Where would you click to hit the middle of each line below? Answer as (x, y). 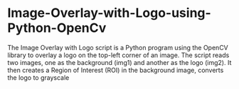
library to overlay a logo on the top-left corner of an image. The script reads (118, 55)
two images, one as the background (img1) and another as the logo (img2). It (119, 62)
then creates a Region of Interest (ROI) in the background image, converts (116, 70)
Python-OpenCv (57, 28)
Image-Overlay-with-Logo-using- (109, 13)
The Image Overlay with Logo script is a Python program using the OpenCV (118, 47)
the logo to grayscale (38, 77)
